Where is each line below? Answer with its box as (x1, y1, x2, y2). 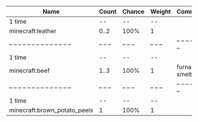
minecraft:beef (9, 67, 50, 74)
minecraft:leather (9, 27, 57, 35)
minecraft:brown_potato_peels (9, 106, 93, 114)
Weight (150, 8, 171, 15)
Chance (122, 8, 145, 15)
